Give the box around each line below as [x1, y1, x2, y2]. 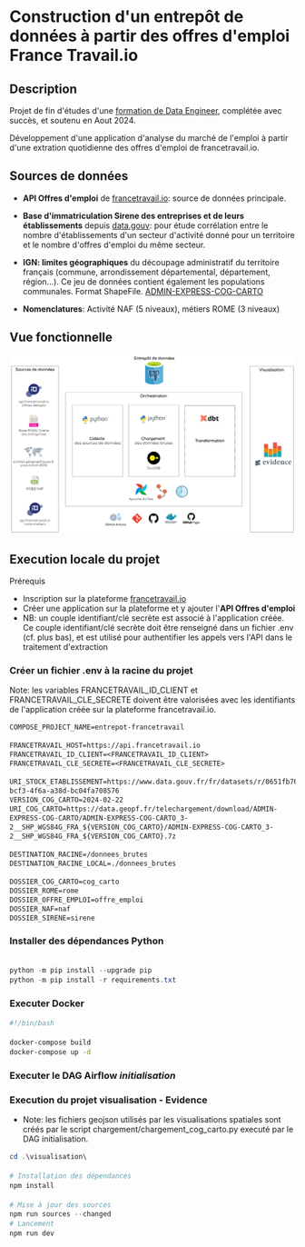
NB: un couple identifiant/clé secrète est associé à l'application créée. [22, 612, 285, 623]
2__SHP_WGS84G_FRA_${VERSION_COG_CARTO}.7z [9, 832, 177, 842]
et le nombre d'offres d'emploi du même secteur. [22, 239, 206, 250]
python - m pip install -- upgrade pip [9, 966, 152, 975]
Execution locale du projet [9, 552, 161, 567]
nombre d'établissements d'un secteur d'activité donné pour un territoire [22, 229, 295, 240]
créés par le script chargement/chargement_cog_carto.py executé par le [22, 1124, 294, 1135]
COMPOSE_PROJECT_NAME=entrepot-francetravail [9, 723, 184, 733]
